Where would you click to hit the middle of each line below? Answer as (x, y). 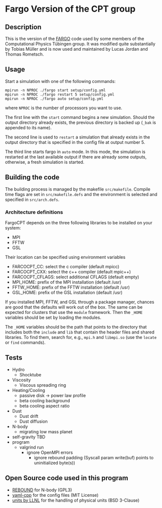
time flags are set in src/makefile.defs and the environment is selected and (81, 194)
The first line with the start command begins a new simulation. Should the (80, 117)
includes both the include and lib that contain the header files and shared (80, 332)
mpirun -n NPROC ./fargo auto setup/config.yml (54, 98)
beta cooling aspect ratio (44, 406)
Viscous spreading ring (43, 385)
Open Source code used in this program (67, 478)
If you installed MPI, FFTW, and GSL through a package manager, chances (80, 302)
